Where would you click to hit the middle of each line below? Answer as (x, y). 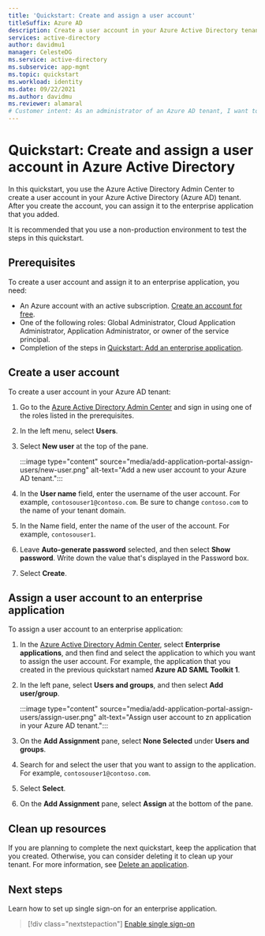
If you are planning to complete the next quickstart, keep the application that (132, 848)
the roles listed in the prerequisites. (77, 415)
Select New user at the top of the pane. (84, 446)
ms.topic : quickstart (44, 74)
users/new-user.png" (54, 470)
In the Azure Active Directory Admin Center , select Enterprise (120, 645)
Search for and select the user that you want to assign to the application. (138, 765)
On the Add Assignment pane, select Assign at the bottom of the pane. (136, 804)
